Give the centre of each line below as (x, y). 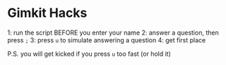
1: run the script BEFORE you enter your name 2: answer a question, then (113, 32)
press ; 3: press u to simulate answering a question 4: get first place (107, 40)
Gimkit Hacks (47, 13)
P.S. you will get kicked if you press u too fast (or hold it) (89, 54)
